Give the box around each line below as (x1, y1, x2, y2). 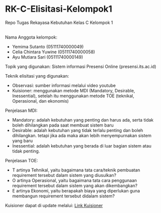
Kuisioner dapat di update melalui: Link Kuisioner (5, 202, 103, 208)
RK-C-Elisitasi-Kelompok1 (5, 3, 112, 15)
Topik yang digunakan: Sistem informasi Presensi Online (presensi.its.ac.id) (5, 64, 157, 69)
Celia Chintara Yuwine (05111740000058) (12, 49, 95, 55)
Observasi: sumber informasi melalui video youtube (12, 82, 116, 88)
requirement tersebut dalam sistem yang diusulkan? (12, 172, 117, 178)
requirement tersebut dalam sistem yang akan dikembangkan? (12, 182, 138, 189)
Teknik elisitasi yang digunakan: (5, 73, 69, 79)
